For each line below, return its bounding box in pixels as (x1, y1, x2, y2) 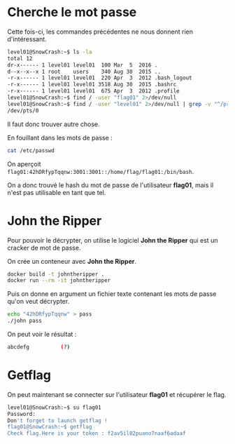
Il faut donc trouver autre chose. (7, 120, 100, 128)
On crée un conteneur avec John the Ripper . (7, 257, 137, 265)
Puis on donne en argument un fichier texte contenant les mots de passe (7, 290, 217, 298)
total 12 (7, 55, 33, 62)
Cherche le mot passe (7, 4, 137, 20)
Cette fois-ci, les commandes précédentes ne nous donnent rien (7, 27, 194, 36)
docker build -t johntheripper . (7, 271, 105, 278)
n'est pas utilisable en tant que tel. (7, 188, 106, 196)
